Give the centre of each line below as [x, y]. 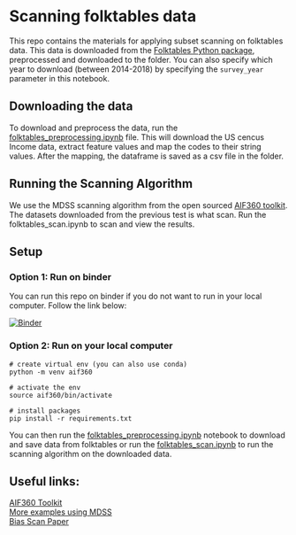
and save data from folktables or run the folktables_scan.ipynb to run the [141, 444]
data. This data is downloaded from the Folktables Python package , [132, 50]
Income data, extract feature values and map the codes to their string [136, 146]
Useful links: [45, 481]
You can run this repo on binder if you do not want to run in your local [136, 296]
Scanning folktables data [103, 16]
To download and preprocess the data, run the [94, 128]
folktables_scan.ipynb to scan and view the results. [102, 224]
